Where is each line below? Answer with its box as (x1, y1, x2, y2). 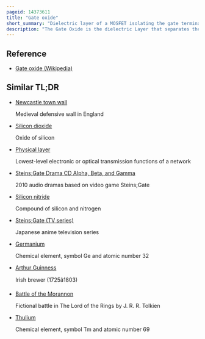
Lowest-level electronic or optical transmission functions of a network (15, 157, 191, 165)
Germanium (15, 240, 45, 248)
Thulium (15, 313, 36, 321)
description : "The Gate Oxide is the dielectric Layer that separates (6, 26, 190, 32)
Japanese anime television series (15, 228, 99, 235)
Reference (6, 48, 47, 59)
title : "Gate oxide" (6, 15, 59, 21)
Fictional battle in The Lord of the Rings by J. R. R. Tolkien (15, 302, 160, 309)
